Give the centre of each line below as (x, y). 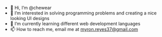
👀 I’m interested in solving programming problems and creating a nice (83, 13)
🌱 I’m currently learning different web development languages (75, 23)
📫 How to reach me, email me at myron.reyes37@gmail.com (74, 29)
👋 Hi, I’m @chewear (31, 8)
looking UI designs (30, 18)
